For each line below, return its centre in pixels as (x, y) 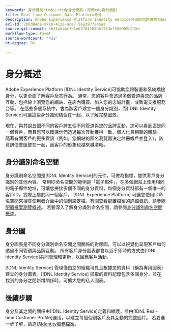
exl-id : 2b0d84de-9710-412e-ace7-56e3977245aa (55, 24)
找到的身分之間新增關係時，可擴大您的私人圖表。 (56, 281)
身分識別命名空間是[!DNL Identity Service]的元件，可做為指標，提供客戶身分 (85, 175)
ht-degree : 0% (20, 43)
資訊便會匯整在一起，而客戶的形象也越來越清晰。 (56, 144)
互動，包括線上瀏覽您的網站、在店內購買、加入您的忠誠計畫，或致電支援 (81, 102)
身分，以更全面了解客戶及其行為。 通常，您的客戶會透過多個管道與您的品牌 (84, 96)
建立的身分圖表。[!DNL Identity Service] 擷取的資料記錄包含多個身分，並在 (83, 274)
